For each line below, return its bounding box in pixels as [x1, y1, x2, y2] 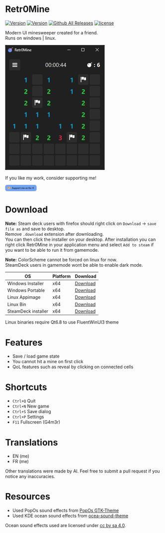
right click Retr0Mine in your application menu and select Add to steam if [5, 242, 154, 248]
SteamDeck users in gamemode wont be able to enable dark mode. [5, 262, 143, 268]
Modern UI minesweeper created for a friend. [5, 29, 98, 35]
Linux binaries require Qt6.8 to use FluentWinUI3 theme [5, 319, 119, 325]
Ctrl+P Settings [12, 414, 44, 420]
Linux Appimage [7, 294, 41, 300]
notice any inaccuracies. [5, 474, 56, 480]
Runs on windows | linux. [5, 35, 56, 41]
